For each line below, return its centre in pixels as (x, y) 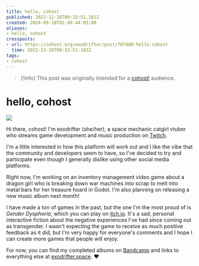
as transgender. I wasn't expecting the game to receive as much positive (95, 226)
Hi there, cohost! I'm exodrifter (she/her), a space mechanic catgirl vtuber (96, 129)
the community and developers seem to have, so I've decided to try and (94, 153)
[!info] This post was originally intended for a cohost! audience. (98, 78)
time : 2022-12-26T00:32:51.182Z (52, 50)
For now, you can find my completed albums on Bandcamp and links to (93, 250)
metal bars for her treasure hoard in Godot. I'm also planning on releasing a (98, 190)
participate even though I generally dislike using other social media (88, 160)
